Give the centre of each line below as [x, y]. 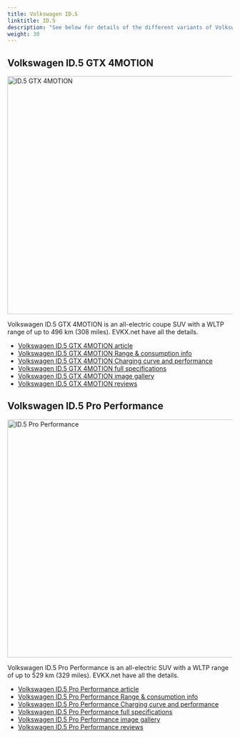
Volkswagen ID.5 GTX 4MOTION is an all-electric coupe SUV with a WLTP [116, 324]
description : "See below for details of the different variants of [110, 27]
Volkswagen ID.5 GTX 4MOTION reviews [77, 384]
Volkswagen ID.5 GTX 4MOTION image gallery [86, 377]
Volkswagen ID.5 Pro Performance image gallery [89, 719]
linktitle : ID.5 [31, 21]
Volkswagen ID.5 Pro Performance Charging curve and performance [118, 704]
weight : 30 [24, 34]
